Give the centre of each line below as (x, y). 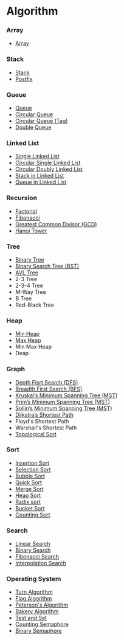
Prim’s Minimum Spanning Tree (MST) (63, 402)
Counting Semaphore (42, 624)
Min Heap (27, 334)
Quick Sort (29, 482)
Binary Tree (29, 259)
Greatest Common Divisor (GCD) (56, 224)
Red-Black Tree (35, 305)
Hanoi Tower (31, 231)
